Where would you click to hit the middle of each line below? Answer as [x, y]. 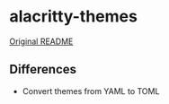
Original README [41, 41]
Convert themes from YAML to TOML [91, 91]
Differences [43, 69]
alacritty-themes [73, 17]
